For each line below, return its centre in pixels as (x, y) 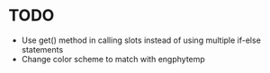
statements (42, 49)
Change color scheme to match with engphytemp (113, 59)
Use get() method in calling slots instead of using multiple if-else (141, 40)
